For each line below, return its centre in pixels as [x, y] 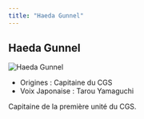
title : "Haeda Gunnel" [46, 16]
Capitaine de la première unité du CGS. [72, 107]
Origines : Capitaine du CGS [66, 83]
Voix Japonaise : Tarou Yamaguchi [77, 91]
